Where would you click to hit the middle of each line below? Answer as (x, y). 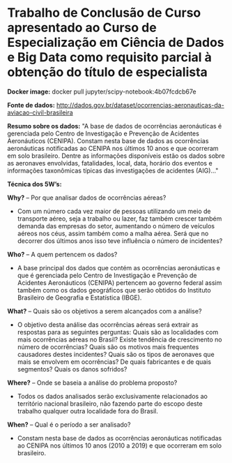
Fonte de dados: (31, 105)
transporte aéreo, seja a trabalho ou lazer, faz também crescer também (119, 219)
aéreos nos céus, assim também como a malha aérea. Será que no (113, 233)
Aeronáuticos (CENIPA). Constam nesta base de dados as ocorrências (108, 140)
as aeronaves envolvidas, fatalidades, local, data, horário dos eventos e (110, 163)
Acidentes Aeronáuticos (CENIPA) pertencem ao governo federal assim (119, 282)
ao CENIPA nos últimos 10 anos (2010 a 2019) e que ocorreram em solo (119, 446)
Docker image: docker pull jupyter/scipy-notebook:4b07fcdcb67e (102, 91)
